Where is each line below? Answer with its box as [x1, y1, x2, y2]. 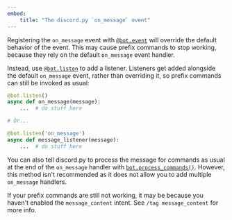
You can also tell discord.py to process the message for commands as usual [7, 155, 226, 164]
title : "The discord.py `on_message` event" [19, 17, 151, 24]
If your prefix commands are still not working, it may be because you [7, 191, 204, 199]
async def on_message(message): [7, 99, 101, 105]
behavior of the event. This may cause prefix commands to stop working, [7, 43, 217, 51]
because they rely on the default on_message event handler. [7, 50, 175, 59]
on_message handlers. [7, 178, 67, 186]
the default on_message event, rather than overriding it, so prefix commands [7, 71, 222, 80]
